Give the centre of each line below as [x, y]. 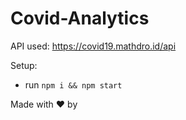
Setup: [24, 65]
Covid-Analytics [80, 18]
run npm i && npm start [73, 84]
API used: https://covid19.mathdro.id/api [93, 46]
